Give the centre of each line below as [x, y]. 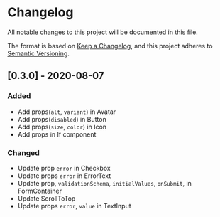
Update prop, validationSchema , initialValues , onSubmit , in [104, 183]
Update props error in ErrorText [64, 176]
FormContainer [40, 191]
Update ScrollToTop [46, 198]
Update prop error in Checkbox [64, 168]
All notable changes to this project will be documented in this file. [103, 32]
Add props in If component [57, 134]
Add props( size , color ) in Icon [62, 127]
